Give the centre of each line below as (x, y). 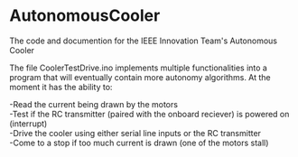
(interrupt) (28, 124)
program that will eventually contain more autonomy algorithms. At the (140, 77)
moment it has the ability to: (61, 87)
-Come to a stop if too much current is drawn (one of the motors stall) (139, 143)
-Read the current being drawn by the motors (94, 104)
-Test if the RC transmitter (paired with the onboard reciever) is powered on (149, 114)
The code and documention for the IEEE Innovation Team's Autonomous (144, 41)
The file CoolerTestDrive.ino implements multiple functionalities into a (139, 68)
